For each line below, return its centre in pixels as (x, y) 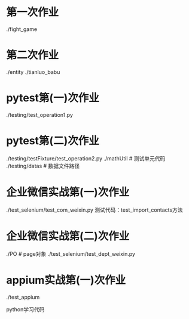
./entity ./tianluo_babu (33, 72)
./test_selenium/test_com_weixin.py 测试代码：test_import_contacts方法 (95, 210)
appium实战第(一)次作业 (66, 280)
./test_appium (23, 297)
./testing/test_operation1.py (40, 114)
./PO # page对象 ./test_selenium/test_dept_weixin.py (71, 253)
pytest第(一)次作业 (53, 98)
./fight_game (22, 29)
